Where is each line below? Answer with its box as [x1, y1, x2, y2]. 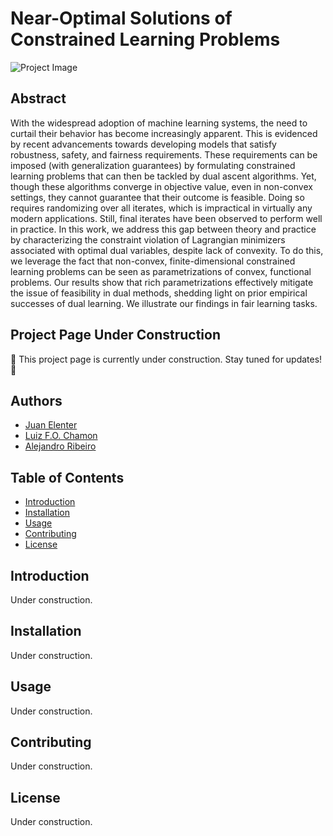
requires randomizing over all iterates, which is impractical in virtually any [10, 202, 313, 214]
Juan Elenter [24, 419, 78, 431]
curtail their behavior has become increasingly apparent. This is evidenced [10, 127, 318, 139]
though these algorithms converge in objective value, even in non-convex [10, 180, 313, 192]
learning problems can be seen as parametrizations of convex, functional [10, 265, 312, 277]
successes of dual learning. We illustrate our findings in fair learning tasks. [10, 297, 318, 309]
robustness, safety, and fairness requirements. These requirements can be [10, 148, 318, 161]
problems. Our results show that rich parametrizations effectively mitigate [10, 276, 314, 288]
